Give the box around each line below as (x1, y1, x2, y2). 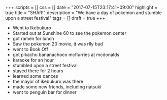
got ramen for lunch (12, 35, 54, 41)
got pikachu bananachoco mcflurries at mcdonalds (12, 52, 120, 58)
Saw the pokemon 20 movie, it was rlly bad (12, 41, 103, 47)
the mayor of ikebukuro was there (12, 78, 84, 84)
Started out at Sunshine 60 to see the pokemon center (12, 30, 126, 36)
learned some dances (12, 73, 58, 79)
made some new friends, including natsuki (12, 84, 102, 90)
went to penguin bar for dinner (12, 89, 77, 95)
